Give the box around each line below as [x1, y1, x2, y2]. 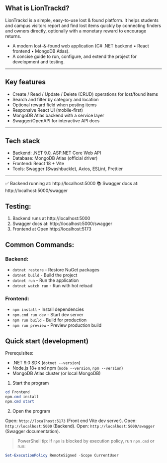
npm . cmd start [5, 399, 35, 404]
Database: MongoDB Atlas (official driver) [12, 155, 98, 161]
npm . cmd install [5, 394, 39, 399]
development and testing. [12, 58, 65, 64]
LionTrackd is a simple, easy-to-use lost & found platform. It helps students [5, 17, 159, 23]
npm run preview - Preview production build [12, 322, 102, 328]
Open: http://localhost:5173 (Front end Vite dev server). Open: [5, 418, 137, 424]
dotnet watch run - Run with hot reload [12, 282, 93, 288]
